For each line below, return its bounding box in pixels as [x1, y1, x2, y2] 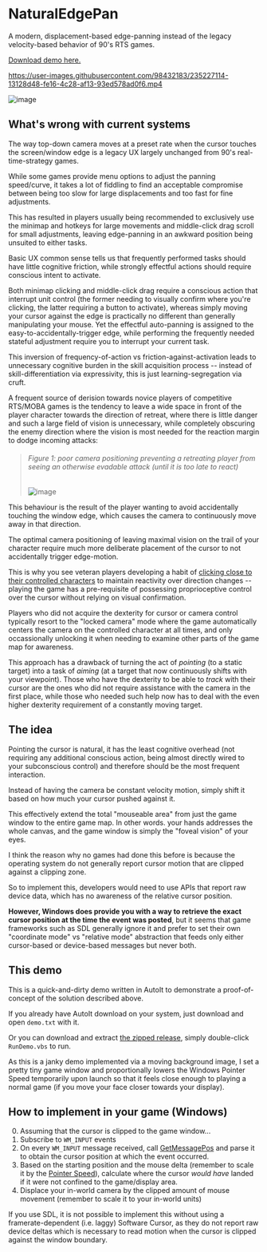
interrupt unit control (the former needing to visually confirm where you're [8, 294, 251, 303]
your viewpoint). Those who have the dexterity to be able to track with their [8, 674, 256, 683]
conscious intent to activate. [8, 270, 101, 279]
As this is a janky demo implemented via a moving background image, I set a [8, 1056, 260, 1066]
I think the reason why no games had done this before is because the [8, 850, 235, 859]
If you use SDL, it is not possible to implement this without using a [8, 1210, 225, 1219]
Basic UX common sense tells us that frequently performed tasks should [8, 253, 246, 263]
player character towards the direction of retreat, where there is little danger [8, 410, 258, 419]
